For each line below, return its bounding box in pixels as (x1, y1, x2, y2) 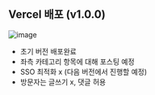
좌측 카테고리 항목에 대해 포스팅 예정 (19, 56, 135, 67)
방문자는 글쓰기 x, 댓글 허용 (19, 76, 107, 87)
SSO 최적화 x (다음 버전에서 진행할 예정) (19, 67, 148, 76)
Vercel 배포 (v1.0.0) (8, 7, 107, 22)
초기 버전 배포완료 (19, 46, 77, 56)
